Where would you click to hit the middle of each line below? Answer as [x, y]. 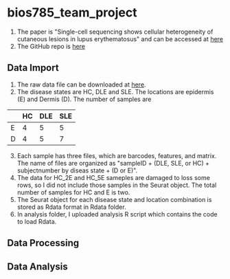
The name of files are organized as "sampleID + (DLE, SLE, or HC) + [113, 163]
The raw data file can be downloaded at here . [81, 85]
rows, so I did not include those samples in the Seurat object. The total [117, 185]
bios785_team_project [72, 13]
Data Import [33, 68]
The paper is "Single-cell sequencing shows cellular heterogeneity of [115, 32]
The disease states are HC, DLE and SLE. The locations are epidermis [115, 91]
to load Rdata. [37, 221]
